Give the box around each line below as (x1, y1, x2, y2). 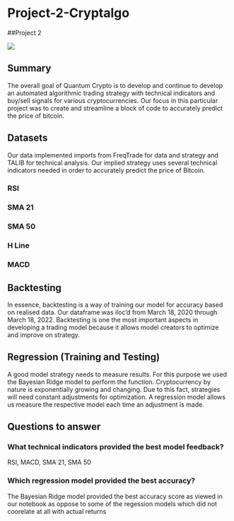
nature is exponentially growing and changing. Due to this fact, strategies (7, 385, 221, 393)
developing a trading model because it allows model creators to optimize (7, 323, 219, 331)
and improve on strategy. (7, 330, 80, 339)
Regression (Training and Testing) (7, 351, 160, 363)
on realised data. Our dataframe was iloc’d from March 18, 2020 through (7, 307, 218, 317)
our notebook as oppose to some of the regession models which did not (7, 499, 218, 508)
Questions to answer (7, 421, 101, 433)
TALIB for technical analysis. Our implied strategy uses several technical (7, 158, 218, 167)
